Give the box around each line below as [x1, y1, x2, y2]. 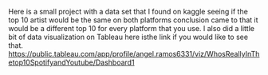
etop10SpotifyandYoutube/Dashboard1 [8, 57, 135, 67]
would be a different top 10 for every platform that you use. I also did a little [8, 24, 255, 33]
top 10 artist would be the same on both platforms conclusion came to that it [8, 15, 258, 25]
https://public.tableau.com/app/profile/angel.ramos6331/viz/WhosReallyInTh [8, 49, 260, 58]
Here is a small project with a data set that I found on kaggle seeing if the [8, 7, 249, 16]
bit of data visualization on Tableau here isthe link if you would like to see [8, 32, 249, 41]
